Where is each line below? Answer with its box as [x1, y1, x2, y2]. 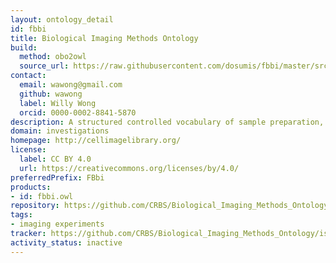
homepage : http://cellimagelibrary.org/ [10, 136, 182, 146]
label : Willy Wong [19, 98, 97, 108]
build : [10, 42, 38, 53]
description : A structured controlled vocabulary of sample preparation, [10, 117, 325, 127]
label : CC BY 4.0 [19, 154, 92, 164]
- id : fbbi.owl [10, 191, 74, 201]
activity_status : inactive [10, 237, 123, 248]
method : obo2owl [19, 52, 87, 62]
